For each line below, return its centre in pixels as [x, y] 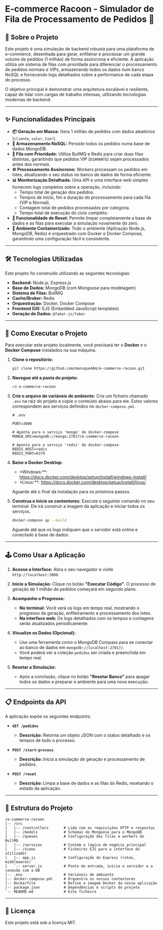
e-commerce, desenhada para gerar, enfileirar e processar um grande [75, 54]
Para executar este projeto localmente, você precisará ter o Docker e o [76, 345]
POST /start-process [33, 750]
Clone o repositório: [33, 360]
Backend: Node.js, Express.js [41, 282]
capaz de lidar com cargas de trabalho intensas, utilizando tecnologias [76, 94]
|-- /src [14, 824]
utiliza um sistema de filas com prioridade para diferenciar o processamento [81, 64]
